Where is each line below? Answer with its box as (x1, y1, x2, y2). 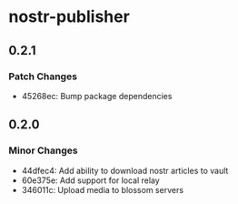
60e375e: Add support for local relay (21, 175, 160, 186)
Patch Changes (8, 70, 78, 83)
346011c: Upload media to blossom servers (21, 184, 183, 195)
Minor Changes (8, 144, 78, 157)
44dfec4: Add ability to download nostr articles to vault (21, 165, 229, 176)
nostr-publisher (8, 6, 131, 27)
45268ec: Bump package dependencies (21, 90, 173, 101)
